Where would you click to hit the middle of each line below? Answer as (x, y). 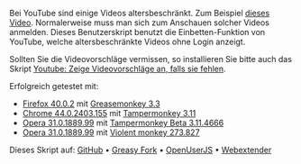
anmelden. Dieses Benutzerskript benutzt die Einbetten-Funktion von (137, 32)
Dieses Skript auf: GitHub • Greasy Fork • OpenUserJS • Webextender (141, 150)
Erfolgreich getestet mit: (54, 86)
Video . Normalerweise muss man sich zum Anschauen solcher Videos (140, 23)
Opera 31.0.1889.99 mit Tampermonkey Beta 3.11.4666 (123, 123)
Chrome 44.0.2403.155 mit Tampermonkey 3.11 (109, 113)
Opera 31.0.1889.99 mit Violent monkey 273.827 (111, 132)
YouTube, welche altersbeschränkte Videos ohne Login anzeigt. (128, 41)
